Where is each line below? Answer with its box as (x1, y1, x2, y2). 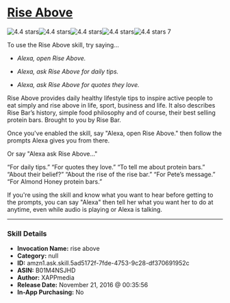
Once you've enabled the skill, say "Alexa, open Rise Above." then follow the (7, 129, 222, 137)
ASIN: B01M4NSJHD (16, 266, 76, 275)
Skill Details (7, 228, 47, 238)
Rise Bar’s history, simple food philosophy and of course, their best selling (7, 108, 216, 117)
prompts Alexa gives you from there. (7, 136, 110, 145)
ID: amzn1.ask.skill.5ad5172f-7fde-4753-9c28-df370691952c (16, 259, 190, 267)
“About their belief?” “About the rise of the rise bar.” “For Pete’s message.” (7, 170, 216, 178)
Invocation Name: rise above (16, 245, 101, 253)
